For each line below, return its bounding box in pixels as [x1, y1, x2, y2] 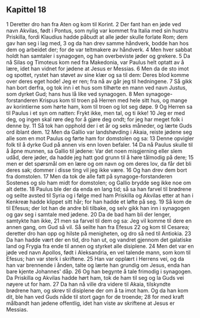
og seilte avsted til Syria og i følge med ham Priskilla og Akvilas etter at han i [6, 192, 194, 199]
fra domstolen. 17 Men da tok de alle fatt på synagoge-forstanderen [6, 172, 173, 180]
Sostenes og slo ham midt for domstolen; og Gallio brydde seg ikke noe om [6, 179, 191, 186]
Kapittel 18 [6, 5, 47, 15]
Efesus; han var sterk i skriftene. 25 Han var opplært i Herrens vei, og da [6, 255, 184, 262]
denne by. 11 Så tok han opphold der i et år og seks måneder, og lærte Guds [6, 122, 192, 129]
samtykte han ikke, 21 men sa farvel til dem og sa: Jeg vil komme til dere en [6, 217, 192, 224]
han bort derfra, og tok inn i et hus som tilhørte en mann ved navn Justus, [6, 84, 187, 91]
